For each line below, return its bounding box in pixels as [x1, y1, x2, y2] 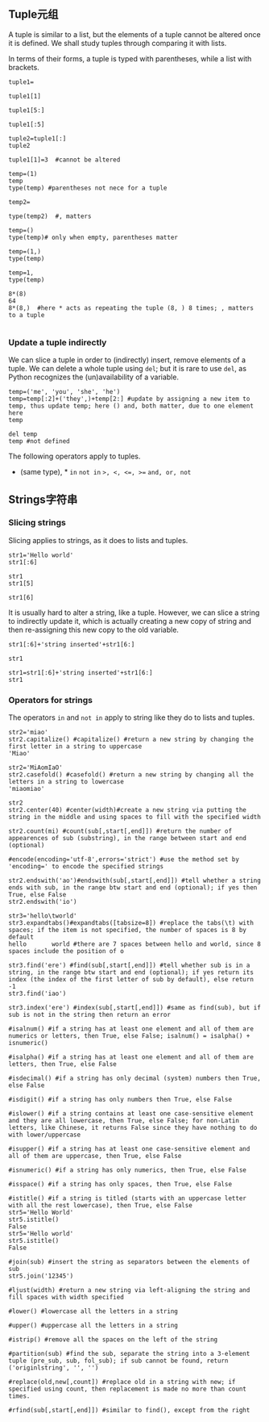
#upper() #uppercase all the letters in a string [8, 1322, 179, 1330]
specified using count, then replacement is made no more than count [8, 1385, 247, 1394]
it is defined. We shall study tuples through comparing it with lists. [8, 38, 227, 48]
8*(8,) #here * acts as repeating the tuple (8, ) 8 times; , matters [8, 303, 254, 312]
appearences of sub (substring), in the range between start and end [8, 834, 247, 843]
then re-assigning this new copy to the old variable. [8, 625, 180, 634]
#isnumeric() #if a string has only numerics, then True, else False [8, 1166, 247, 1174]
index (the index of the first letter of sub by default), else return [8, 976, 254, 984]
